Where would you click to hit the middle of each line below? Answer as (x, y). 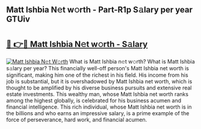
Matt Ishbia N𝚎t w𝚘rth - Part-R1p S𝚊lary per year (100, 10)
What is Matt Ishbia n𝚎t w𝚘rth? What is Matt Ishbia (132, 61)
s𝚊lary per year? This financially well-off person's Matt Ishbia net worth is (98, 68)
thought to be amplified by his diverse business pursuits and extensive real (99, 88)
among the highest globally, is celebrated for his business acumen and (94, 100)
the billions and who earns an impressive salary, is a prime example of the (98, 113)
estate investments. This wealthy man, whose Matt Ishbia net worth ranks (97, 94)
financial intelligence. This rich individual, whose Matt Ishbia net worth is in (99, 107)
